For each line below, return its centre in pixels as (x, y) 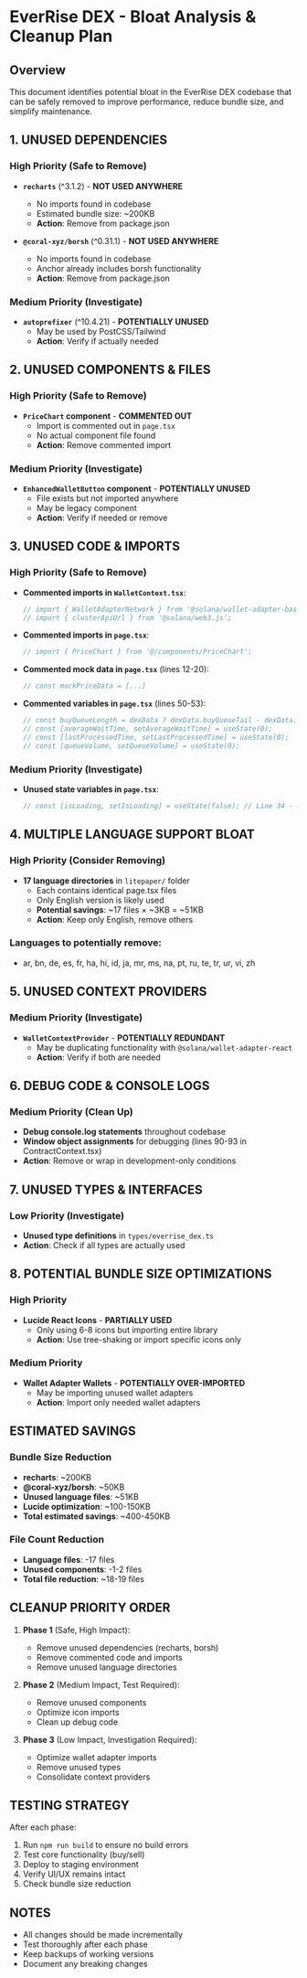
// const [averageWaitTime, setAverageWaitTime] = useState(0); (148, 729)
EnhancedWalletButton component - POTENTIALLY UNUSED (137, 488)
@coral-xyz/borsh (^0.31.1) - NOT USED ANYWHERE (121, 241)
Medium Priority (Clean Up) (72, 1111)
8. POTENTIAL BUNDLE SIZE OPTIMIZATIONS (141, 1274)
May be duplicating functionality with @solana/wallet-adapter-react (164, 1047)
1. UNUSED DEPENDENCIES (88, 140)
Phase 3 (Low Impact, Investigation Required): (110, 1739)
